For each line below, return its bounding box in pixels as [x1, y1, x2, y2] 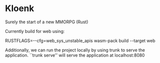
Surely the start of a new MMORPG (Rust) [5, 19, 89, 25]
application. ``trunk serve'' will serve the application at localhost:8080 [5, 52, 145, 58]
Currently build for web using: [5, 28, 65, 34]
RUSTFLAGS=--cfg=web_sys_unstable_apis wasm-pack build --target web [5, 37, 156, 44]
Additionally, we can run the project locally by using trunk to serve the [5, 47, 145, 53]
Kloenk [5, 3, 35, 14]
